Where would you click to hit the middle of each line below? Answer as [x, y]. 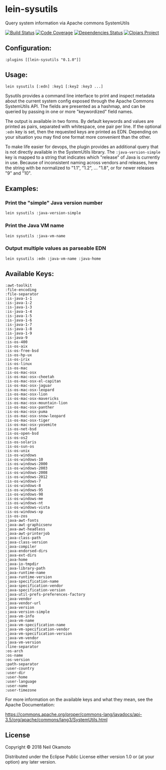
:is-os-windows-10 [24, 459]
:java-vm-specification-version [39, 633]
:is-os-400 [16, 342]
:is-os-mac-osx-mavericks [32, 398]
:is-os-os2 [16, 438]
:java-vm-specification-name [35, 625]
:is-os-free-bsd [22, 351]
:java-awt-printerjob [28, 533]
